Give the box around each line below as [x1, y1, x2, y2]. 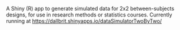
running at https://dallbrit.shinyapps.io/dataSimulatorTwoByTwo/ [6, 18, 162, 24]
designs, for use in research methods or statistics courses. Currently [6, 11, 172, 18]
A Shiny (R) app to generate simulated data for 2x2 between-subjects [6, 5, 175, 12]
